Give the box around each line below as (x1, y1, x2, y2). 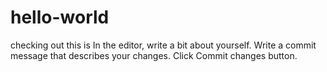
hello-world (10, 6, 110, 29)
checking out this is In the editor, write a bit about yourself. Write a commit (10, 39, 317, 51)
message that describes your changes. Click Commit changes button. (10, 49, 298, 61)
